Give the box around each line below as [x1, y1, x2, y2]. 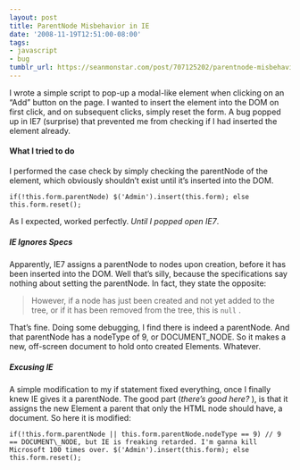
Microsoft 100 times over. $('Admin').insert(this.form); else [9, 446, 250, 455]
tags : [9, 38, 29, 47]
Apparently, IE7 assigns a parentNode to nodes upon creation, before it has [9, 259, 287, 270]
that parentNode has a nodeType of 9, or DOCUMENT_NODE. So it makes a [9, 332, 287, 342]
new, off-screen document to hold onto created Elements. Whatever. [9, 341, 262, 352]
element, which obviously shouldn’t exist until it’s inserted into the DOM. [9, 175, 274, 186]
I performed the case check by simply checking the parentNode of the [9, 166, 269, 177]
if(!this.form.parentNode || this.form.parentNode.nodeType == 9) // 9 [9, 430, 281, 439]
